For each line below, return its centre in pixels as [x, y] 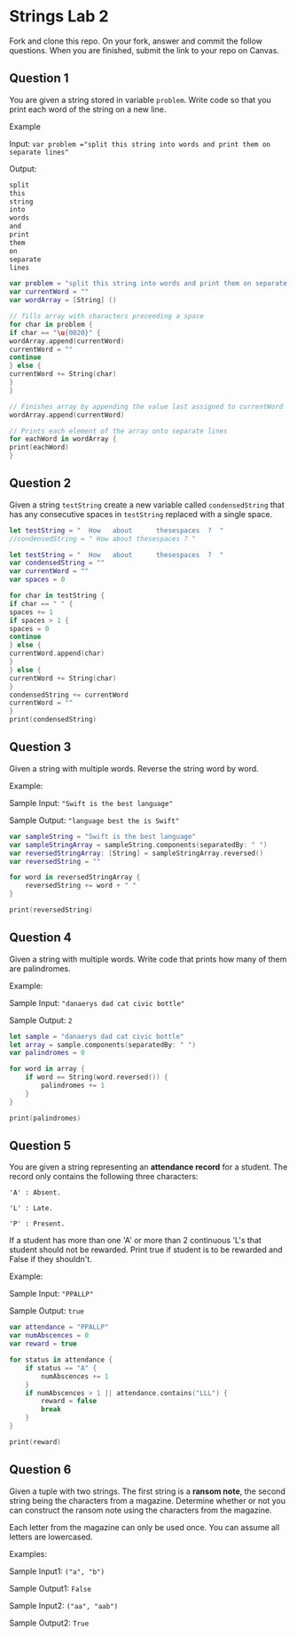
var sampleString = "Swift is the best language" [103, 836]
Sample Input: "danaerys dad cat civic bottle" [97, 1002]
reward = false [69, 1401]
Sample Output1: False [50, 1588]
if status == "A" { [61, 1368]
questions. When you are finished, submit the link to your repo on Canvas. [144, 50]
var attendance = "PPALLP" [59, 1327]
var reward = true [43, 1344]
